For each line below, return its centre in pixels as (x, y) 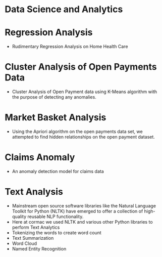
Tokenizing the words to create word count (57, 232)
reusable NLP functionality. (55, 217)
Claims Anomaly (40, 157)
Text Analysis (34, 192)
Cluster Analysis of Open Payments (81, 67)
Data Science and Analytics (64, 9)
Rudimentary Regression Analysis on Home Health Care (70, 47)
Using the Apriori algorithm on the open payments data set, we (77, 132)
